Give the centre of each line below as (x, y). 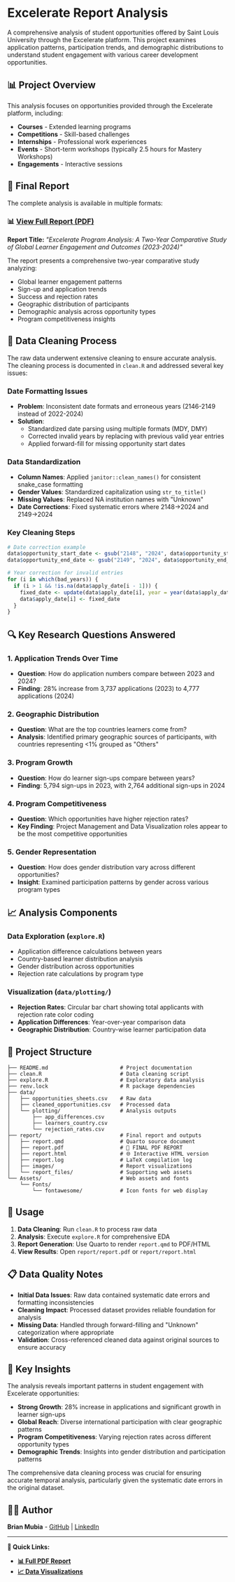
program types (39, 890)
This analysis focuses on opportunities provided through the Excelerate (110, 105)
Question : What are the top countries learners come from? (102, 730)
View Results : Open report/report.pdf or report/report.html (107, 1251)
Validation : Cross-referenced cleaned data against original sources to (118, 1340)
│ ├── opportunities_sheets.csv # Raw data (79, 1098)
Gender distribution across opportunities (76, 966)
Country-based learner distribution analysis (80, 958)
